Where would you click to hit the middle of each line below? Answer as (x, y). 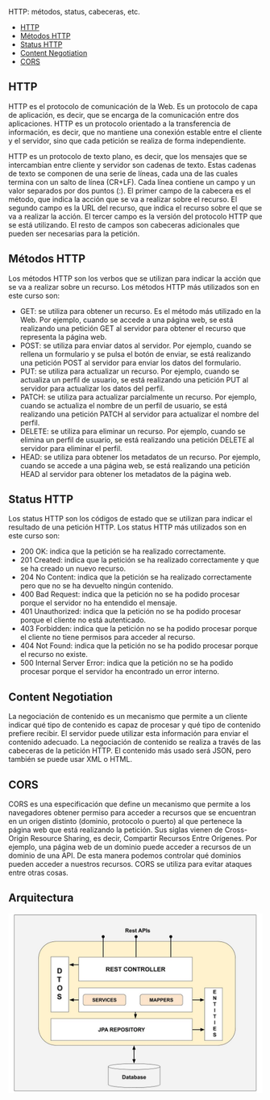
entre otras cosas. (38, 873)
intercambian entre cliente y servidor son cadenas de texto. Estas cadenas (132, 165)
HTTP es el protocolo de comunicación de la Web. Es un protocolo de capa (133, 106)
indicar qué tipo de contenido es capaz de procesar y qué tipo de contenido (135, 725)
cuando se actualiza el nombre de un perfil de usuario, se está (124, 405)
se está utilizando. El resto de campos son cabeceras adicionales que (124, 224)
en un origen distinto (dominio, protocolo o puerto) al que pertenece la (125, 822)
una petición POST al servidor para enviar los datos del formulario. (131, 362)
